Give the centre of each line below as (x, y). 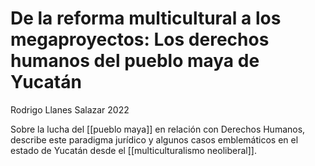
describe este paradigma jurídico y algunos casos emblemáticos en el (154, 139)
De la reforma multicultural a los (146, 18)
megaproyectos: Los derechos (140, 39)
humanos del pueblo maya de (135, 61)
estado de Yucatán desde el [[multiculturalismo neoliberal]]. (133, 150)
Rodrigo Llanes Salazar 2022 (70, 109)
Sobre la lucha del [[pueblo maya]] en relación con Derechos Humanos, (158, 129)
